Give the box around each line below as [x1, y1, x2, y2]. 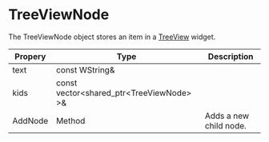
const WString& [55, 64, 115, 75]
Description [207, 50, 254, 61]
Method [55, 115, 86, 126]
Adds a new [204, 110, 250, 121]
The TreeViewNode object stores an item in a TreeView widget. [8, 32, 216, 41]
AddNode [12, 115, 49, 126]
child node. [204, 120, 247, 131]
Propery [14, 50, 46, 61]
